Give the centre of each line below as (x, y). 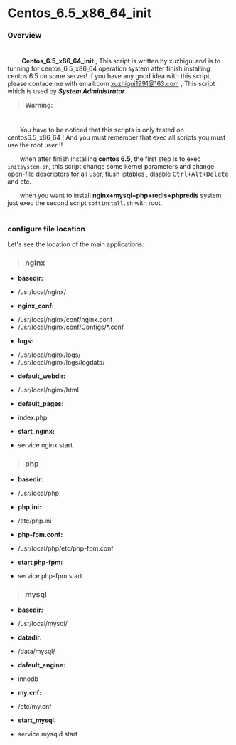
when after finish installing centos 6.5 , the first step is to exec (111, 159)
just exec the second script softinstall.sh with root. (85, 203)
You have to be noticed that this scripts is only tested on (102, 130)
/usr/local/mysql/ (42, 623)
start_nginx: (36, 432)
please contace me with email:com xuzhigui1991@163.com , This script (111, 84)
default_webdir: (42, 376)
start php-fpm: (40, 562)
